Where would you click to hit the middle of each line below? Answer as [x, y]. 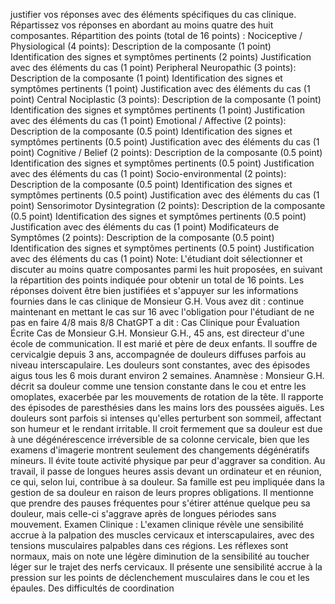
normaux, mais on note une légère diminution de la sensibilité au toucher [160, 556]
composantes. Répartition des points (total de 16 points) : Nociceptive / [156, 35]
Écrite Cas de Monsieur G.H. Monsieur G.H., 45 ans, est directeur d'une [157, 333]
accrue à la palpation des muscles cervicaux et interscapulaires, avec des [162, 535]
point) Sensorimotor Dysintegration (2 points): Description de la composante [168, 205]
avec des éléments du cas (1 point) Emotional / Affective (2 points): [148, 120]
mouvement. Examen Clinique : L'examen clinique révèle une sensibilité [157, 524]
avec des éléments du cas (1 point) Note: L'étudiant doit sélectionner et [156, 258]
